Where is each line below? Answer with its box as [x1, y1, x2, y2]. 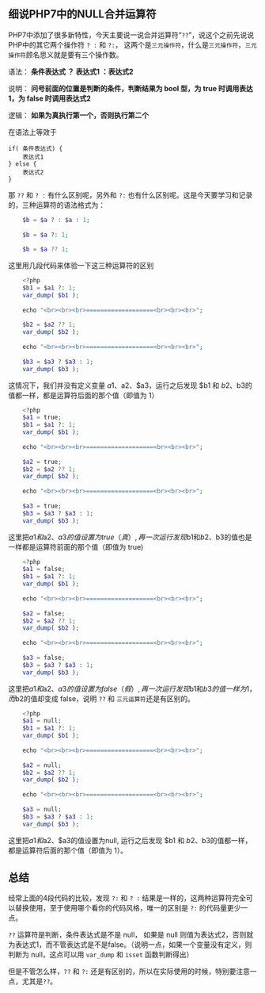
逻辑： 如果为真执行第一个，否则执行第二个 [8, 110, 149, 120]
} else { [8, 159, 37, 168]
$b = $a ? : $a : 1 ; [22, 216, 90, 224]
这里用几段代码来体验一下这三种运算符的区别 [8, 261, 154, 270]
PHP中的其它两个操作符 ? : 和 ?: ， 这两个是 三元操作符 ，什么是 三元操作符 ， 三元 [8, 40, 257, 49]
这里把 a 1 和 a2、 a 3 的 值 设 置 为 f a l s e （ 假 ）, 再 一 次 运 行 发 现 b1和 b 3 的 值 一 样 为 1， [8, 684, 257, 693]
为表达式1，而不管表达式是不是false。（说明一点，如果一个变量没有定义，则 [8, 940, 252, 949]
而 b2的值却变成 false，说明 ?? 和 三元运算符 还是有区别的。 [8, 693, 195, 704]
